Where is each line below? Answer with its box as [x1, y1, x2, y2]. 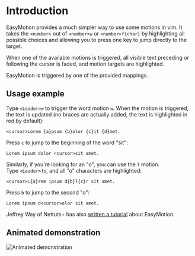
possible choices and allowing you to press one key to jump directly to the [6, 36, 187, 43]
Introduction [6, 4, 69, 18]
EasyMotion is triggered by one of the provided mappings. [6, 72, 148, 79]
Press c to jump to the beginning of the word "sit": [6, 139, 129, 146]
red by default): [6, 117, 44, 124]
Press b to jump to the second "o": [6, 189, 90, 196]
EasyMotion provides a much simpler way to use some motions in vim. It [6, 24, 183, 31]
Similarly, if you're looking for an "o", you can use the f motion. [6, 161, 160, 168]
